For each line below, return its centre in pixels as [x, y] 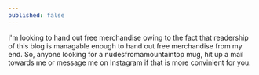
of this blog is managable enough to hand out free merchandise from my [125, 46]
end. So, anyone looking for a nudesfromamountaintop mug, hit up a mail [126, 54]
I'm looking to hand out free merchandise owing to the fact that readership [128, 37]
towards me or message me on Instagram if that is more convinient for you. [129, 62]
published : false [36, 15]
